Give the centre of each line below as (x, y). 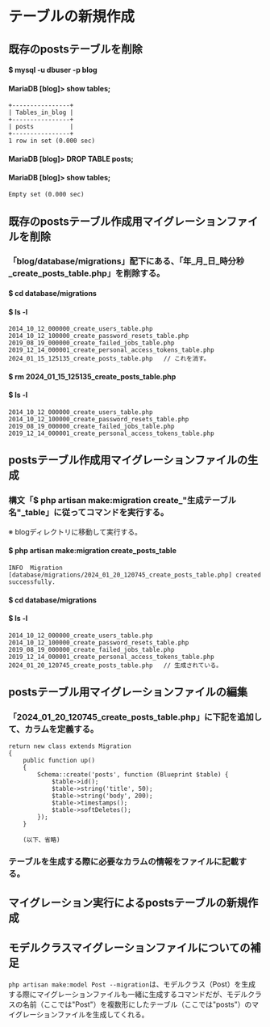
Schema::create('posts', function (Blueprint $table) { (133, 775)
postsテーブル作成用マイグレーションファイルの (128, 461)
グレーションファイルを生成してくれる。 (82, 1014)
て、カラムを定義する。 (54, 729)
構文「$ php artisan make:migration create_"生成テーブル (122, 501)
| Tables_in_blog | (41, 113)
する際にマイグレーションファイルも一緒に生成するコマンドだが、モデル (128, 994)
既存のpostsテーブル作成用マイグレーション (118, 221)
